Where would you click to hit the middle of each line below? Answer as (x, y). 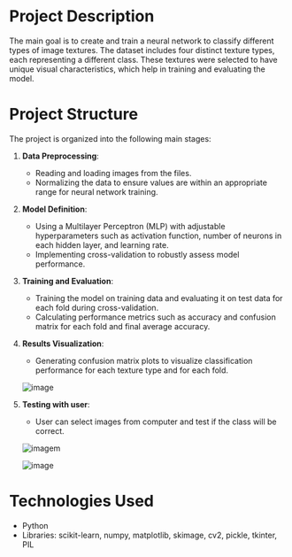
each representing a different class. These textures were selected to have (144, 59)
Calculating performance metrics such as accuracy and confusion (155, 317)
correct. (50, 430)
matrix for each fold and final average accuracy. (123, 326)
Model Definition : (54, 209)
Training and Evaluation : (67, 281)
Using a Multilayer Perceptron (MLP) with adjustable (130, 226)
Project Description (82, 16)
